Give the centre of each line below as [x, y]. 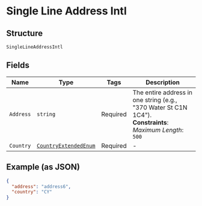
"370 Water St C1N [160, 108]
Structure [25, 33]
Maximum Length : [158, 130]
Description [163, 82]
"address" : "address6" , [41, 186]
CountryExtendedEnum [66, 146]
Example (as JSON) [43, 167]
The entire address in [163, 92]
